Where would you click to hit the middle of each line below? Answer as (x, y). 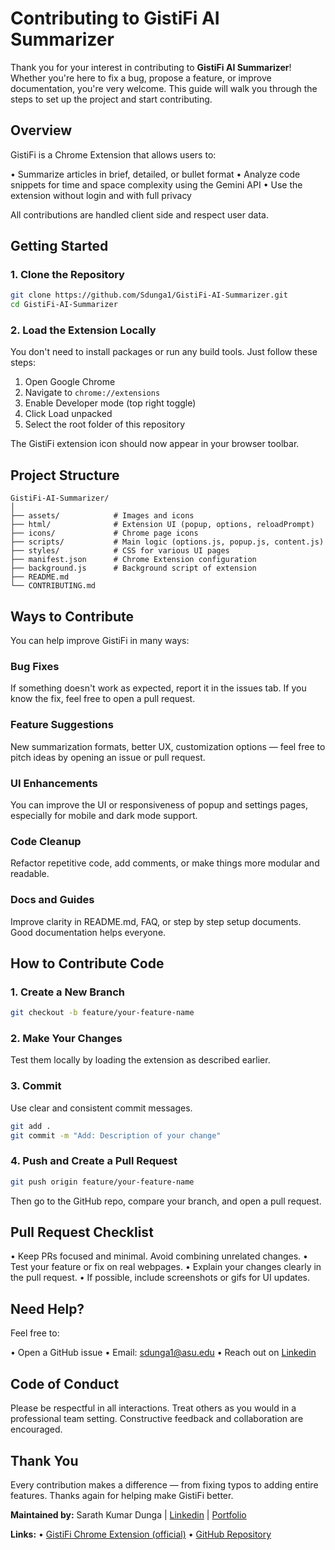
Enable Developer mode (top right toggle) (110, 403)
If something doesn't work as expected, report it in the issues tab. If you (158, 688)
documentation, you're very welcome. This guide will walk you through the (164, 88)
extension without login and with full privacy (101, 195)
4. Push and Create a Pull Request (94, 1161)
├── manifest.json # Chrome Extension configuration (133, 560)
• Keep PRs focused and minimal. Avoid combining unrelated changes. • (159, 1256)
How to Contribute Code (87, 963)
